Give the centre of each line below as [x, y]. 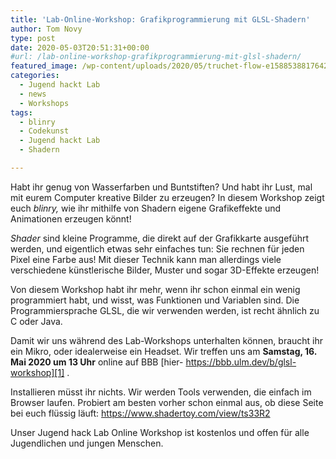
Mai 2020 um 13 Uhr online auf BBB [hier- [97, 362]
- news [33, 94]
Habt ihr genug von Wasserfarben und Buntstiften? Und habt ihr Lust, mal [161, 187]
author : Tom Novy [46, 29]
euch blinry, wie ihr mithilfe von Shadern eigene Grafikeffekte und [146, 208]
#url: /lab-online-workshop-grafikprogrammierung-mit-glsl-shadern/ [156, 57]
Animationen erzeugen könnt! [71, 218]
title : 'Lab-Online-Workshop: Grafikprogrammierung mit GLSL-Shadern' [160, 19]
